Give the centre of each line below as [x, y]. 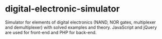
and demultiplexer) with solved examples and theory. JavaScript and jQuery [81, 27]
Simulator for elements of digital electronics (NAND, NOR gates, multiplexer [81, 22]
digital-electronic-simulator [63, 9]
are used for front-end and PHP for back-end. [51, 32]
